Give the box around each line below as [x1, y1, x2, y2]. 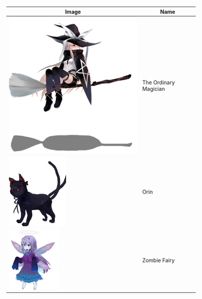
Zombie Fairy [142, 256, 175, 264]
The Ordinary [142, 79, 176, 86]
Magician [142, 85, 165, 93]
